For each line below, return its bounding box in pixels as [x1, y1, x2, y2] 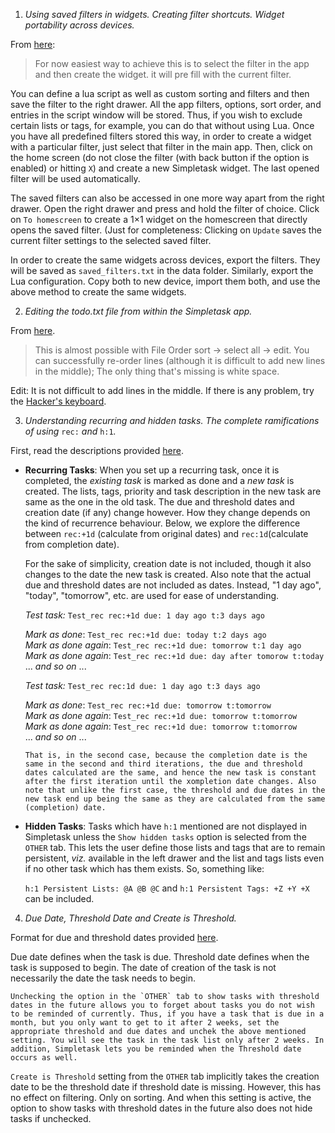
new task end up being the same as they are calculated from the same [24, 794, 326, 804]
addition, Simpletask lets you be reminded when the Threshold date [10, 1044, 302, 1054]
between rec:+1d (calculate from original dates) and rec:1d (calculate [24, 528, 309, 539]
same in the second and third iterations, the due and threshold [24, 759, 303, 769]
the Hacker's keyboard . [10, 395, 107, 407]
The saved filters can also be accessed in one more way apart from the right [10, 192, 325, 204]
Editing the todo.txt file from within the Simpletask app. [24, 305, 253, 317]
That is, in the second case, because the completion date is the [24, 750, 308, 760]
